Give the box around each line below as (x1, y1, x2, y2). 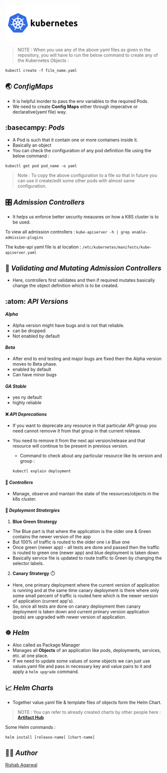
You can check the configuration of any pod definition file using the (12, 147, 151, 153)
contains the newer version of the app (12, 533, 91, 539)
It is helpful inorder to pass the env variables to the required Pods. (12, 98, 149, 104)
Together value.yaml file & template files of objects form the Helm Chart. (12, 700, 161, 706)
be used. (12, 219, 31, 225)
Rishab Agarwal (5, 762, 37, 768)
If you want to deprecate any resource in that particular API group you (12, 422, 156, 428)
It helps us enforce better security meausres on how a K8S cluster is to (12, 214, 159, 220)
